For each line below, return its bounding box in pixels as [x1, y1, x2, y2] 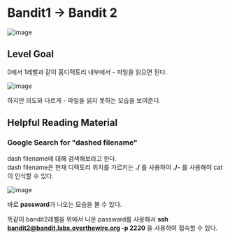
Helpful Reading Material [7, 117, 117, 129]
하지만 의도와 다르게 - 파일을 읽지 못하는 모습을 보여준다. [7, 96, 161, 104]
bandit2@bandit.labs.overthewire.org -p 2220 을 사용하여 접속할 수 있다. [7, 224, 218, 232]
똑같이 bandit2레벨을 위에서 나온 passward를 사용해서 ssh [7, 215, 169, 224]
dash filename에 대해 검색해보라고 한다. [7, 154, 117, 163]
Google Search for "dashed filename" [7, 138, 138, 147]
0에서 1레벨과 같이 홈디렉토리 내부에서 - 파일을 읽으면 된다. [7, 68, 168, 76]
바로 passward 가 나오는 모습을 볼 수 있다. [7, 201, 122, 209]
